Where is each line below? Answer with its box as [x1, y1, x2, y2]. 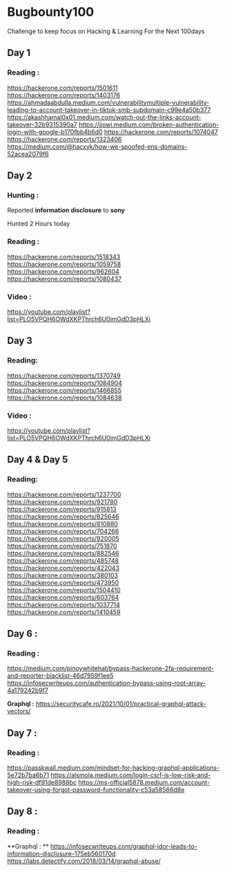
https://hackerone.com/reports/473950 [7, 578, 119, 586]
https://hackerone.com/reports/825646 [7, 512, 119, 521]
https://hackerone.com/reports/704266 [7, 527, 119, 535]
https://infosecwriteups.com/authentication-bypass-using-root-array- [7, 679, 206, 687]
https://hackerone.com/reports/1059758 [7, 260, 121, 268]
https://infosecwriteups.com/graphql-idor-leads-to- [50, 842, 198, 851]
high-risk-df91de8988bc [7, 778, 77, 786]
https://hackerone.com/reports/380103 [7, 571, 119, 579]
